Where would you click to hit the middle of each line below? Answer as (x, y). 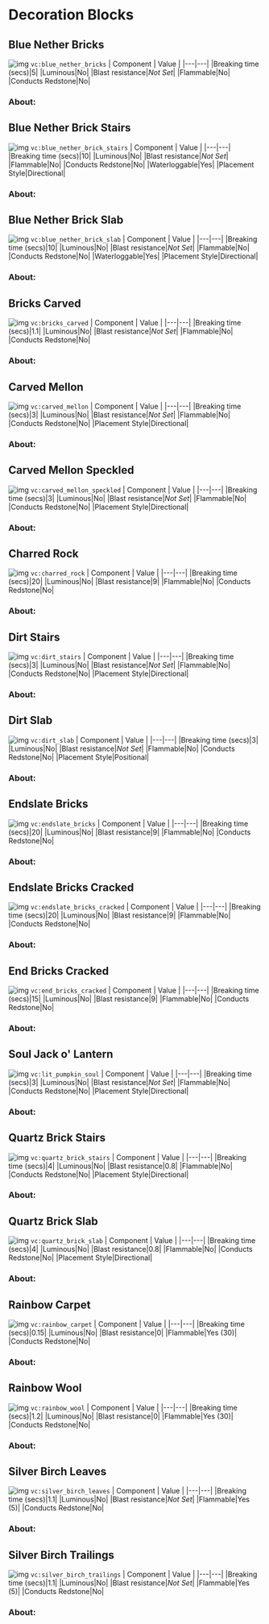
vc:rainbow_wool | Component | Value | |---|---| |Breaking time (134, 1407)
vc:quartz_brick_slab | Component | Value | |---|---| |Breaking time (143, 1241)
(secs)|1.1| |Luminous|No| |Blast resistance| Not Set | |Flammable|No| (121, 331)
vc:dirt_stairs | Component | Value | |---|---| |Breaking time (132, 657)
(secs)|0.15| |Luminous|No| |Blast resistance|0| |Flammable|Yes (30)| (123, 1333)
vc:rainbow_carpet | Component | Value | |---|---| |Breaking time (138, 1324)
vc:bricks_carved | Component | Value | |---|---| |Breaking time (136, 323)
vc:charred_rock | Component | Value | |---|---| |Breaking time (134, 573)
